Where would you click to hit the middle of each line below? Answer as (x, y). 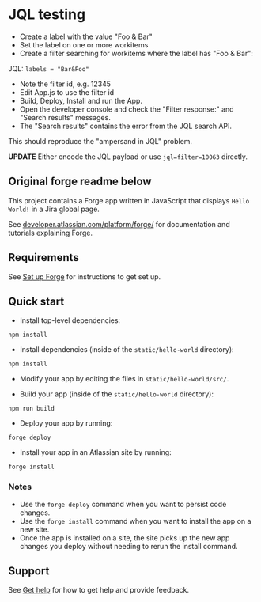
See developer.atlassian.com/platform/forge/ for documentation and (119, 224)
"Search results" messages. (65, 117)
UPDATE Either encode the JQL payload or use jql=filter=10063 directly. (128, 157)
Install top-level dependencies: (70, 320)
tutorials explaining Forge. (51, 233)
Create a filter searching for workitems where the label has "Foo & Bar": (136, 53)
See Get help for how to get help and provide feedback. (99, 590)
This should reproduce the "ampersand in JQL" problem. (100, 141)
